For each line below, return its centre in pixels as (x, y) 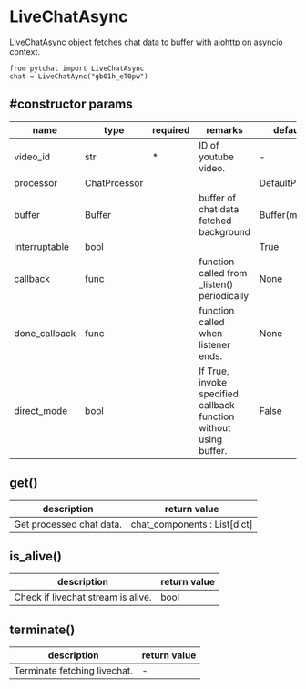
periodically (224, 295)
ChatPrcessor (114, 182)
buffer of (218, 198)
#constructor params (71, 104)
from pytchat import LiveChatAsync (77, 68)
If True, (214, 371)
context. (25, 51)
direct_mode (41, 410)
